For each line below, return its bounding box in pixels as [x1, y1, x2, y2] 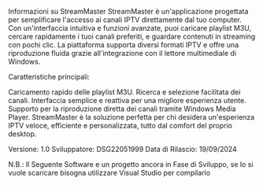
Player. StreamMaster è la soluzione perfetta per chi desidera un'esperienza [8, 113, 255, 121]
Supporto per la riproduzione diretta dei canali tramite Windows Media [8, 104, 236, 113]
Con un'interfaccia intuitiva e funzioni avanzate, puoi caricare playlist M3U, [8, 24, 252, 32]
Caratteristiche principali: [8, 72, 91, 81]
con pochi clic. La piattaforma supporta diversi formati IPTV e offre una [8, 40, 239, 50]
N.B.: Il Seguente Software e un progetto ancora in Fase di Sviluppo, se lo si [8, 160, 254, 168]
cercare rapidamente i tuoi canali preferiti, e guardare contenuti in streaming [8, 31, 256, 41]
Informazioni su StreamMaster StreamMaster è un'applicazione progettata [8, 7, 249, 16]
